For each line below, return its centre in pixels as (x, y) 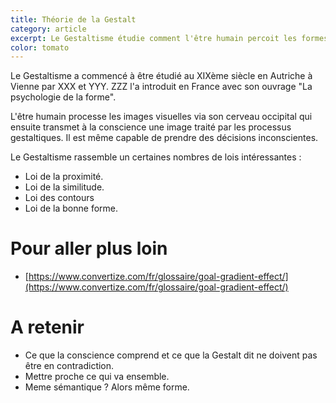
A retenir (47, 327)
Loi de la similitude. (64, 187)
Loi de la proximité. (64, 177)
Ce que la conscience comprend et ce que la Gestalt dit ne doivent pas (171, 355)
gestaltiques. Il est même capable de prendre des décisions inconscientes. (164, 138)
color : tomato (40, 47)
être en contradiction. (69, 366)
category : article (48, 29)
